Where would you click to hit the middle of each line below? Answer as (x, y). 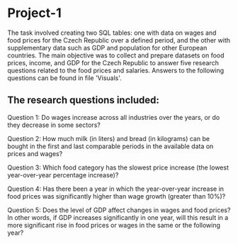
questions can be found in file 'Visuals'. (64, 78)
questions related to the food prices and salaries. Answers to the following (116, 70)
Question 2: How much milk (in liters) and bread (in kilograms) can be (109, 138)
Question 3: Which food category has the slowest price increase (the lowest (118, 167)
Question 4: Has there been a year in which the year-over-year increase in (116, 189)
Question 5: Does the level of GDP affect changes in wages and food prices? (119, 210)
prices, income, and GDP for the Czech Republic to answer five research (113, 62)
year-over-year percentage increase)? (63, 174)
